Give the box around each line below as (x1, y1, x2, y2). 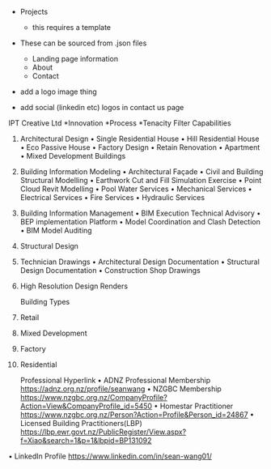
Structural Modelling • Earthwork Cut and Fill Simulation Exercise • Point (19, 176, 262, 185)
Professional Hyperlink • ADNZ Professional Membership (19, 376, 211, 385)
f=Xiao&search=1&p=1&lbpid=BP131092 (19, 436, 152, 445)
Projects (19, 7, 49, 16)
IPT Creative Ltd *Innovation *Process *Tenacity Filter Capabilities (8, 118, 232, 128)
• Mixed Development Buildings (19, 151, 126, 160)
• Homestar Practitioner (153, 401, 234, 411)
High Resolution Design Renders (19, 281, 128, 291)
